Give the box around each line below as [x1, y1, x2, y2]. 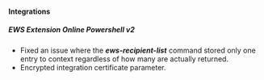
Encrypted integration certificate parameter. [19, 62, 166, 72]
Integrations [8, 6, 51, 16]
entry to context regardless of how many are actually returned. [19, 53, 228, 64]
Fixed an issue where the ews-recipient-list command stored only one [19, 45, 256, 55]
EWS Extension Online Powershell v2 [8, 25, 135, 35]
